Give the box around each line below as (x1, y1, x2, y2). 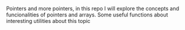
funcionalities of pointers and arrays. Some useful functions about (6, 11, 168, 18)
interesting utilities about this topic (6, 18, 91, 24)
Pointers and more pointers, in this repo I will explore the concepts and (6, 5, 180, 12)
